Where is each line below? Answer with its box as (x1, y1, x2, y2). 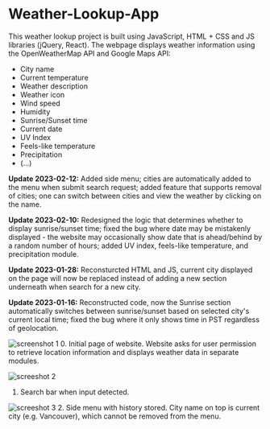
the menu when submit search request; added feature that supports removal (8, 182, 262, 192)
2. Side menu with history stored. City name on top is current (57, 402, 260, 412)
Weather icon (19, 89, 65, 99)
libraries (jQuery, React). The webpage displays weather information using (8, 39, 255, 49)
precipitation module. (8, 249, 79, 258)
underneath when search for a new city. (8, 282, 141, 291)
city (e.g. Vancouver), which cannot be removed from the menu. (8, 411, 222, 421)
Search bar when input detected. (19, 387, 130, 397)
